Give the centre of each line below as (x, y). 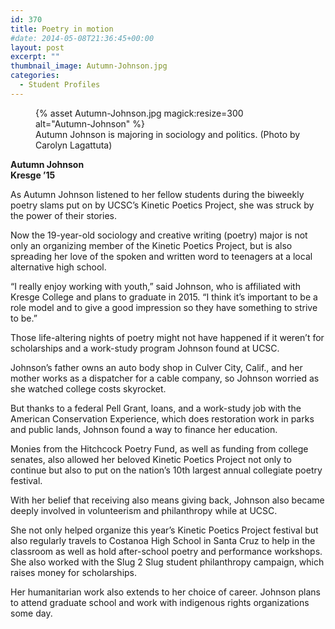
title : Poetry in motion (62, 29)
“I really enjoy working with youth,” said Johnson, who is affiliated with (155, 286)
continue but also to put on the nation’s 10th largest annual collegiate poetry (166, 470)
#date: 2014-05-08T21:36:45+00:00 (82, 38)
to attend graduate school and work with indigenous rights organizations (160, 602)
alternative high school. (58, 267)
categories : (35, 76)
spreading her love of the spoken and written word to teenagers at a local (161, 256)
